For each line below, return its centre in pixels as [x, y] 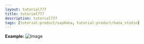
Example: [15, 36]
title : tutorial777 [25, 14]
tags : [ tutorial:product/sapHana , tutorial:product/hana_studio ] [72, 23]
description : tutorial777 [31, 18]
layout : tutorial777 [26, 9]
